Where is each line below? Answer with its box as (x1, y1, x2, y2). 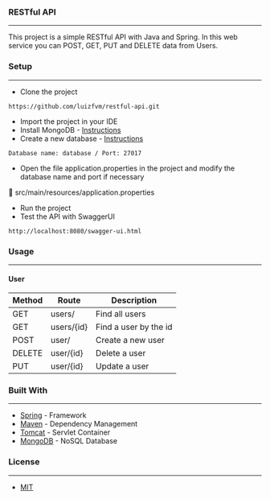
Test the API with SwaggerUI (19, 212, 115, 221)
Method (12, 295, 43, 306)
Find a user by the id (95, 321, 173, 332)
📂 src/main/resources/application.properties (8, 188, 155, 197)
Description (111, 295, 157, 306)
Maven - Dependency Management (19, 419, 138, 429)
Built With (8, 385, 48, 396)
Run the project (19, 203, 72, 212)
